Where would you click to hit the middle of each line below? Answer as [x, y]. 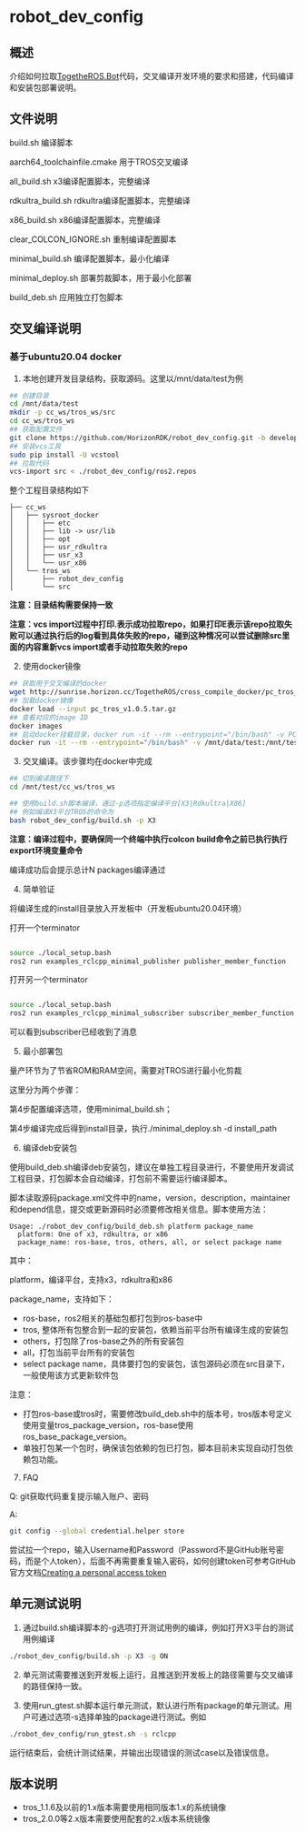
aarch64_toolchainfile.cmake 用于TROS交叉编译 [99, 162]
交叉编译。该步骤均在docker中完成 [87, 761]
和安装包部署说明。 [45, 87]
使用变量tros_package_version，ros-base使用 [108, 1425]
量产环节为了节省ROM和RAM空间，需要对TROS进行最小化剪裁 [126, 1071]
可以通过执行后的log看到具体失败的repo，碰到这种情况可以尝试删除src [149, 636]
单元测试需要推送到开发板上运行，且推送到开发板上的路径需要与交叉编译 [157, 1675]
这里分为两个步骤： [45, 1090]
